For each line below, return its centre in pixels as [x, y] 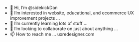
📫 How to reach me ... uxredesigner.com [52, 34]
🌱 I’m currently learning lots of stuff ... [49, 23]
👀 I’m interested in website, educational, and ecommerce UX [72, 13]
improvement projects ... [35, 18]
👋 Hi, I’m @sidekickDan [34, 8]
